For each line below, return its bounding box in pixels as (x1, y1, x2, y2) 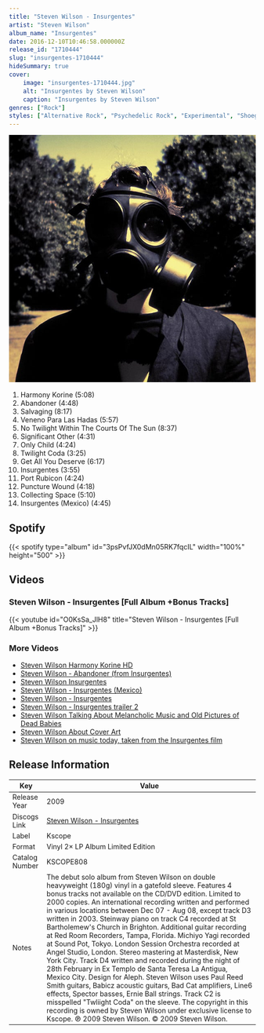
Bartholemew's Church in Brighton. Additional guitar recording (46, 922, 247, 932)
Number (12, 861, 39, 871)
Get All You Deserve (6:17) (20, 457, 105, 466)
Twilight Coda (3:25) (20, 448, 87, 458)
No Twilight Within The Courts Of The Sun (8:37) (20, 424, 178, 433)
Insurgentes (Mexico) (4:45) (20, 498, 112, 508)
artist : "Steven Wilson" (9, 20, 90, 29)
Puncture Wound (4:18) (20, 482, 96, 491)
